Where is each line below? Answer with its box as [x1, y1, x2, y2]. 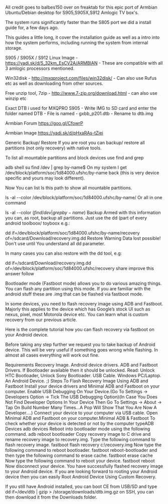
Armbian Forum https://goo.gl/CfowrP [5, 120, 84, 126]
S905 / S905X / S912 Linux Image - [5, 55, 78, 61]
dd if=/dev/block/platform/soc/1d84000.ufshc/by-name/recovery [5, 230, 140, 236]
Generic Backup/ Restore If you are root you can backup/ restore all [5, 140, 145, 145]
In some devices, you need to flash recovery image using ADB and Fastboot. [5, 301, 163, 306]
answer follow [5, 271, 34, 276]
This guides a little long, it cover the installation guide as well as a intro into [5, 35, 160, 40]
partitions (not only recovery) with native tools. [5, 145, 102, 151]
